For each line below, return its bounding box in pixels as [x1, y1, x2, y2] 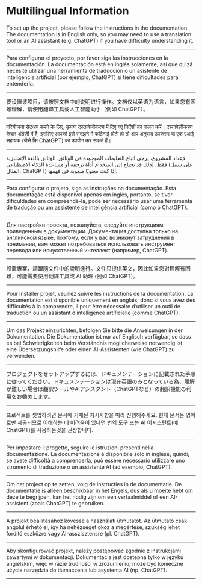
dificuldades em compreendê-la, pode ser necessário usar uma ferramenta [6, 197, 192, 204]
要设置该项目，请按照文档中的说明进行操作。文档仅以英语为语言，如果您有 [6, 98, 191, 105]
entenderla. [6, 80, 35, 87]
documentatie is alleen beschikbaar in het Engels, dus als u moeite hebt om [6, 487, 194, 494]
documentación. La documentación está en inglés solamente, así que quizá [6, 60, 193, 67]
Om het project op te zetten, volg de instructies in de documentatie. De [6, 480, 182, 487]
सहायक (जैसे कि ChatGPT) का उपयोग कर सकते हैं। [6, 137, 111, 144]
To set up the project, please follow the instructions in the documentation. [6, 24, 189, 31]
